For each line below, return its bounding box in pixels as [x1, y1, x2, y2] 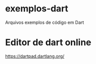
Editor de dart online [5, 37, 91, 48]
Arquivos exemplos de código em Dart [5, 19, 84, 25]
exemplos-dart [5, 3, 68, 14]
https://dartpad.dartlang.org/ [5, 53, 64, 59]
